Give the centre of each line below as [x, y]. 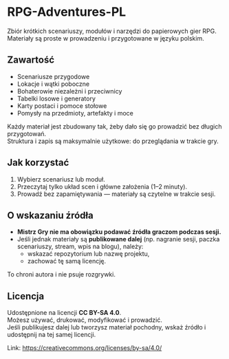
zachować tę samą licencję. [67, 261]
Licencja [26, 296]
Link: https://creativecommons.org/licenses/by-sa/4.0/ [85, 348]
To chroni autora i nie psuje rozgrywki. [61, 274]
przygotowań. [27, 133]
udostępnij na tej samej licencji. [52, 335]
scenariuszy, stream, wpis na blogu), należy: [80, 247]
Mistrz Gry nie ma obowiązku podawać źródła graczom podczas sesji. [119, 232]
